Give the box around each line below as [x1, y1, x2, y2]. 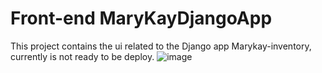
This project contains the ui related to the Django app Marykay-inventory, [10, 40, 312, 52]
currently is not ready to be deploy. [10, 50, 155, 62]
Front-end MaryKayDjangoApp [10, 7, 273, 30]
